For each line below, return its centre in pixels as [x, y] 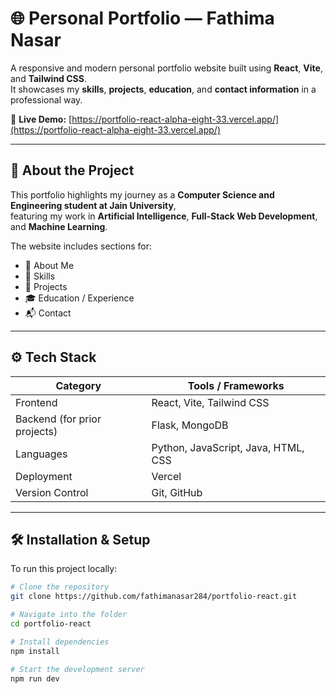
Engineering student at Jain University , [93, 205]
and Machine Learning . [59, 226]
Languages [41, 454]
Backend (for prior [58, 419]
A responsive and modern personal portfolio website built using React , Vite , [166, 68]
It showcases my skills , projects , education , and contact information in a [163, 89]
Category [78, 385]
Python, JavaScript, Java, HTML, [228, 447]
